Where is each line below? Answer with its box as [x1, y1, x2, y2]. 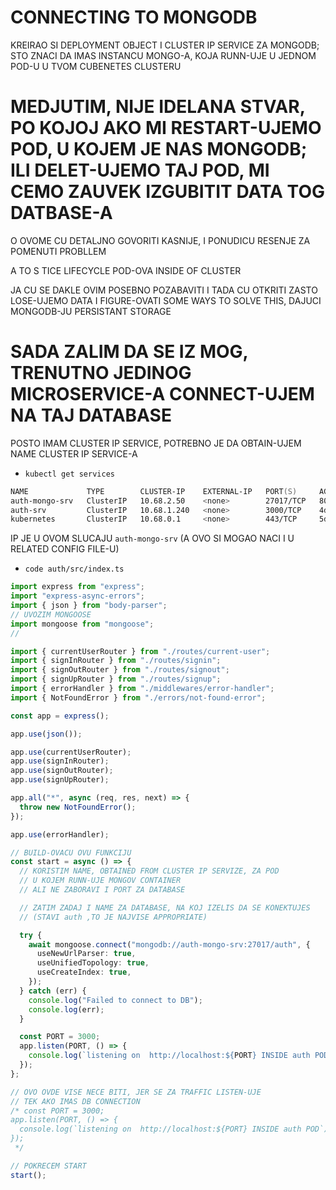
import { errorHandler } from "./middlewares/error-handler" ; [10, 684, 275, 694]
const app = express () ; [10, 711, 110, 721]
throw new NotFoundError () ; [19, 802, 137, 812]
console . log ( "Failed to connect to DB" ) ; [28, 995, 203, 1005]
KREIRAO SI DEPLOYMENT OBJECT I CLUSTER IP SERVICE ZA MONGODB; [10, 39, 320, 51]
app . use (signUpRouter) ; [10, 775, 110, 785]
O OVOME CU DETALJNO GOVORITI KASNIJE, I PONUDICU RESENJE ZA [10, 234, 311, 246]
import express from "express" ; [10, 582, 145, 592]
